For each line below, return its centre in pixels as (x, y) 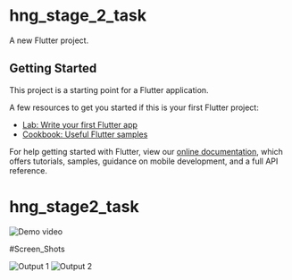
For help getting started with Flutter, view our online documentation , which (146, 151)
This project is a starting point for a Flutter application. (109, 89)
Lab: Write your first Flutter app (80, 124)
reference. (28, 170)
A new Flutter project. (49, 40)
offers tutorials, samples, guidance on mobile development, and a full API (144, 161)
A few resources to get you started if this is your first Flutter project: (134, 107)
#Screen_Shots (37, 249)
